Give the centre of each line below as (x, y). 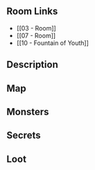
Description (32, 65)
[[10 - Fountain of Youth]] (53, 43)
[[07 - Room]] (36, 35)
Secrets (24, 136)
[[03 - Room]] (36, 28)
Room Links (32, 11)
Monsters (28, 111)
